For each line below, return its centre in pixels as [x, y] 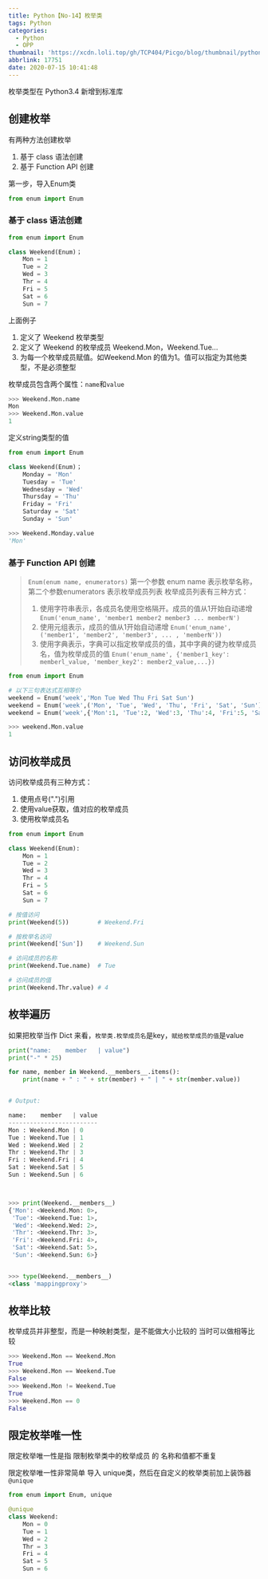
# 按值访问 [24, 914]
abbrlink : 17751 [35, 61]
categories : [28, 30]
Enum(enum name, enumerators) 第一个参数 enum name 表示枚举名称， [142, 582]
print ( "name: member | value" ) [69, 1050]
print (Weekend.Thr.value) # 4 [59, 987]
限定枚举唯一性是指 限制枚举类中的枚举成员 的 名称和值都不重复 [112, 1456]
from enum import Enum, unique [60, 1495]
